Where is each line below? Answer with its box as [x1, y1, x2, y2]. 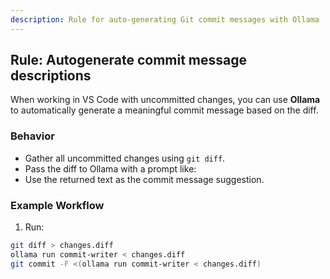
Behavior [10, 129, 55, 143]
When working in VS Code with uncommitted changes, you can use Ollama [10, 94, 321, 106]
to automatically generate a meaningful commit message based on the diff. [10, 104, 319, 116]
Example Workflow [10, 198, 105, 212]
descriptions [10, 67, 92, 85]
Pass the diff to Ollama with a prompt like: [24, 162, 197, 175]
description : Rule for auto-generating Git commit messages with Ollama [10, 14, 320, 25]
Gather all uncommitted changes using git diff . [24, 152, 226, 164]
